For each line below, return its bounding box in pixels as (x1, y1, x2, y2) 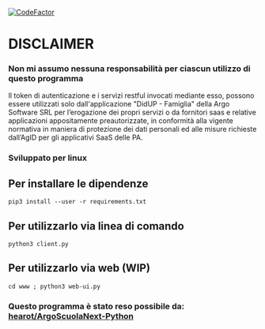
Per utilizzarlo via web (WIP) (8, 261, 150, 275)
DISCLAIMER (8, 36, 95, 53)
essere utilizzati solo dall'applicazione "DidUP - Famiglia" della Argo (8, 99, 230, 109)
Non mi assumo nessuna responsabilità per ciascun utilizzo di (8, 63, 251, 74)
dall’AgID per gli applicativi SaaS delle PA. (8, 133, 144, 142)
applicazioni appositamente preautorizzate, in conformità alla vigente (8, 116, 233, 125)
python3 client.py (8, 241, 69, 249)
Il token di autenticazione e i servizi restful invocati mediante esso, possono (8, 91, 255, 100)
